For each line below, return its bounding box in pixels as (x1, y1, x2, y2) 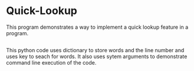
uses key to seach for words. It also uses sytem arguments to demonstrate (6, 53, 188, 60)
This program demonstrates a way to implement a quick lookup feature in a (6, 23, 189, 31)
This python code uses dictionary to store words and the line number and (6, 47, 185, 54)
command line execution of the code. (6, 59, 97, 66)
